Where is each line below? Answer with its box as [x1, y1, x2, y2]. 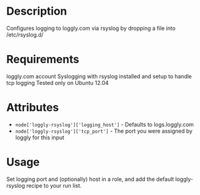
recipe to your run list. [26, 182, 82, 189]
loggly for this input [15, 133, 65, 141]
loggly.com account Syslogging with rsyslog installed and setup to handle [6, 72, 192, 80]
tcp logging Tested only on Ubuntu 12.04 [6, 79, 109, 86]
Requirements [6, 53, 80, 67]
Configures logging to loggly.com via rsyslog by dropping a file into [6, 24, 176, 32]
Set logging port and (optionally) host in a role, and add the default [6, 175, 174, 183]
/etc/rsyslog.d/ [6, 31, 44, 38]
